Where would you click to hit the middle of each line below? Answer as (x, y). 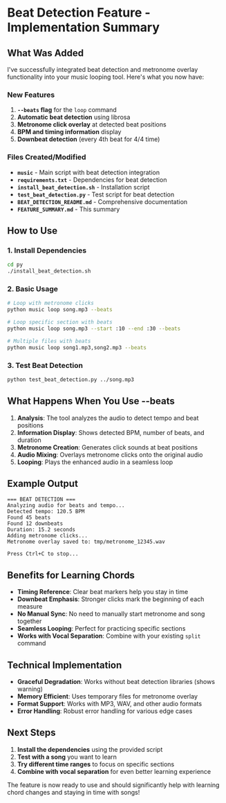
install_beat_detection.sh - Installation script (83, 187)
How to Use (32, 231)
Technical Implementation (65, 665)
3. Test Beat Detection (45, 365)
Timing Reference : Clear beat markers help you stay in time (103, 592)
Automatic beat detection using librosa (74, 117)
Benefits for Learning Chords (71, 575)
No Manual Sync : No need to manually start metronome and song (111, 614)
